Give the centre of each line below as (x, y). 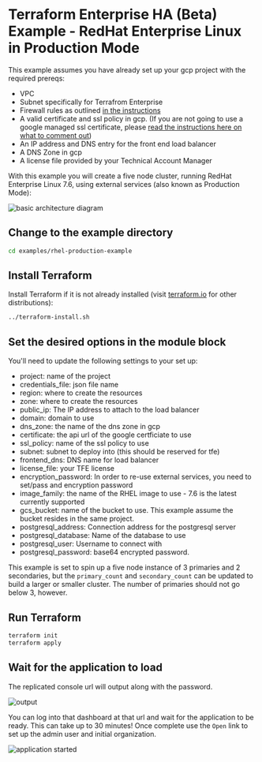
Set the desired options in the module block (117, 342)
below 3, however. (38, 592)
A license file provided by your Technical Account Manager (116, 160)
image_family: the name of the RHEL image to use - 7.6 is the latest (128, 494)
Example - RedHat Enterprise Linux (125, 31)
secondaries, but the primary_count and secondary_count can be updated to (131, 576)
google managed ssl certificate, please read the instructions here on (131, 127)
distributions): (31, 303)
